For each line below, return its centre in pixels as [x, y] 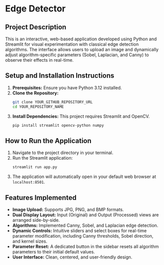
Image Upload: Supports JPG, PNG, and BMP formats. [68, 209]
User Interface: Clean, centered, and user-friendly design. [72, 257]
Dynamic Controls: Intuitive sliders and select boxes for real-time [80, 230]
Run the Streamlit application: [42, 158]
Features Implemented [41, 198]
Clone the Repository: [35, 93]
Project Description [36, 27]
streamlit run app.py [35, 167]
